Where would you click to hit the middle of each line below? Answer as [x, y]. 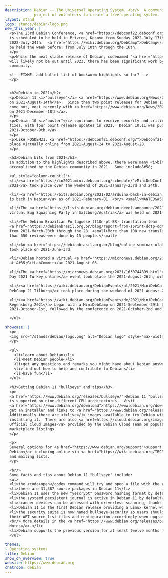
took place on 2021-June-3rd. [41, 249]
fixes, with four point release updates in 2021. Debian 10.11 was [82, 126]
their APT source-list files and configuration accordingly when [79, 517]
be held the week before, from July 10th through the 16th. [73, 47]
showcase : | [17, 327]
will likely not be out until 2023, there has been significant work [83, 61]
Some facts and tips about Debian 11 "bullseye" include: [71, 475]
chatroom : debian [23, 568]
